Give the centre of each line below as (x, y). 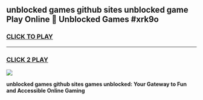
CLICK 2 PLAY (27, 59)
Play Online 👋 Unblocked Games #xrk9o (82, 20)
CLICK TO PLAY (30, 37)
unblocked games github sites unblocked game (97, 10)
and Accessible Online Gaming (46, 90)
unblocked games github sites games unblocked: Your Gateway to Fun (97, 84)
